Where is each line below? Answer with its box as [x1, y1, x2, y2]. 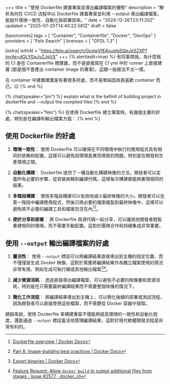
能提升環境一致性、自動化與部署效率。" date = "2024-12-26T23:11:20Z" [5, 17, 155, 23]
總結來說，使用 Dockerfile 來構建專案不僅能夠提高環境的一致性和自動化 [5, 311, 153, 317]
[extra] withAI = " [5, 47, 41, 54]
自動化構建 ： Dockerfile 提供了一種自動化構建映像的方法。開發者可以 [12, 169, 157, 175]
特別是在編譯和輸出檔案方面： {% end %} [14, 116, 101, 121]
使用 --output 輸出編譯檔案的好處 [5, 239, 109, 248]
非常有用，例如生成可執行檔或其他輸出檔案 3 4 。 [12, 265, 111, 272]
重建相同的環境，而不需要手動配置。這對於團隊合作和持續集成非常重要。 [12, 223, 163, 229]
